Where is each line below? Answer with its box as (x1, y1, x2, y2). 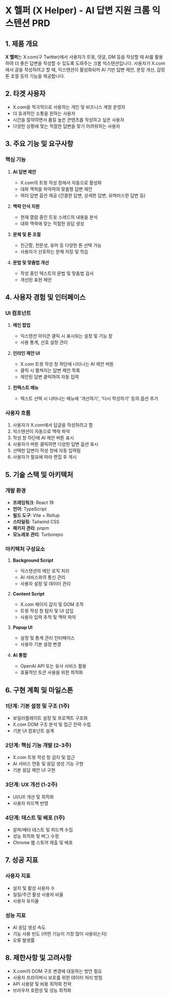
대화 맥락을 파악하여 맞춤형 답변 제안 (20, 186, 93, 192)
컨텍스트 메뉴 (12, 385, 39, 391)
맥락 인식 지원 (12, 203, 40, 209)
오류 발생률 (12, 937, 35, 943)
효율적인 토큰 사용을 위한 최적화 (20, 670, 83, 676)
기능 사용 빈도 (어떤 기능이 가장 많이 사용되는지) (12, 931, 107, 937)
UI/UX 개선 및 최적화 (12, 794, 54, 800)
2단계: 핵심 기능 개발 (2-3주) (5, 742, 72, 749)
